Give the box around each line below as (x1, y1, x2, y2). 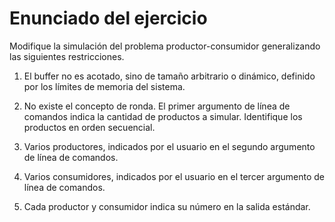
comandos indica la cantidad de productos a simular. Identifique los (23, 110, 303, 122)
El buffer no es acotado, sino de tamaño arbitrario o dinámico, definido (23, 70, 316, 82)
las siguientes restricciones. (9, 50, 125, 62)
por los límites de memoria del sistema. (23, 80, 186, 92)
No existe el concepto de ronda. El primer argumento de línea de (23, 100, 291, 112)
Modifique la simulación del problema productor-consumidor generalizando (9, 40, 321, 52)
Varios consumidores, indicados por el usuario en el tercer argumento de (23, 170, 326, 182)
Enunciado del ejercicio (9, 7, 208, 30)
